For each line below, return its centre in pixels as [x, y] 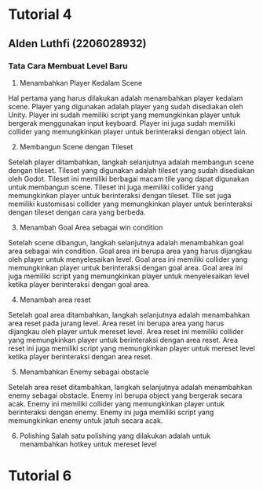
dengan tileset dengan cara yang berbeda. [77, 212]
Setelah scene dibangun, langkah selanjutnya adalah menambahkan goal [126, 242]
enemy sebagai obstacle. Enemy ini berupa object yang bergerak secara [125, 395]
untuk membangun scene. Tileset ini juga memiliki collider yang [111, 187]
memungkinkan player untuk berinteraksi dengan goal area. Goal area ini [126, 267]
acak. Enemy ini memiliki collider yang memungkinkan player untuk [117, 403]
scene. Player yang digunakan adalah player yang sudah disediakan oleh [126, 106]
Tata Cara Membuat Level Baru [68, 66]
